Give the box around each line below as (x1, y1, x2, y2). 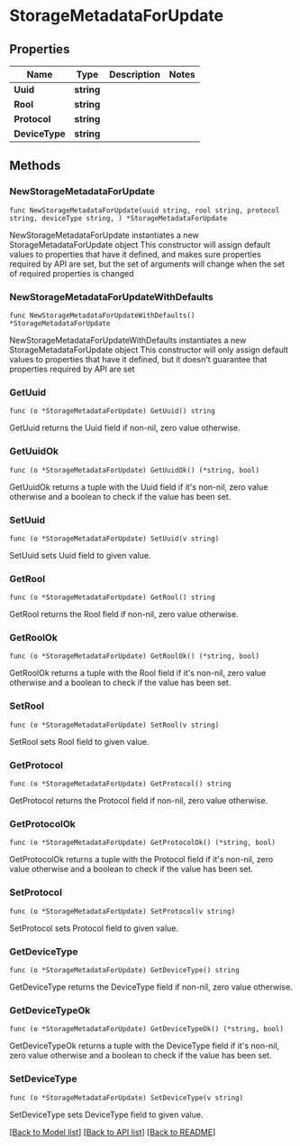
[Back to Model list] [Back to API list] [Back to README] (9, 1126, 216, 1137)
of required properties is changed (9, 268, 134, 278)
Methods (9, 158, 61, 174)
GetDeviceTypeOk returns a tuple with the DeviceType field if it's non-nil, (9, 1040, 280, 1051)
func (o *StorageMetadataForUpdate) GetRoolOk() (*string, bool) (9, 652, 259, 661)
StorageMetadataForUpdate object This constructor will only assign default (9, 344, 288, 355)
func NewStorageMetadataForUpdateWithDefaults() (9, 311, 195, 320)
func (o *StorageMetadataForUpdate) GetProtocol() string (9, 779, 232, 789)
